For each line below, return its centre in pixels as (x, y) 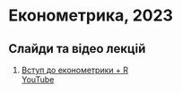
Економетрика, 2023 (91, 16)
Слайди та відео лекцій (77, 49)
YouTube (38, 80)
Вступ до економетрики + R (75, 70)
